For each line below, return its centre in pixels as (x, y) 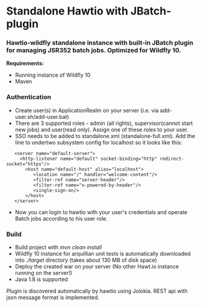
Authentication (29, 97)
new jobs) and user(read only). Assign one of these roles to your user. (102, 129)
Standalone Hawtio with (67, 11)
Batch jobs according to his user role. (61, 218)
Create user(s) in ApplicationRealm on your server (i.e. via (87, 110)
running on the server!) (43, 273)
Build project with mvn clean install (58, 247)
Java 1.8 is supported (41, 279)
